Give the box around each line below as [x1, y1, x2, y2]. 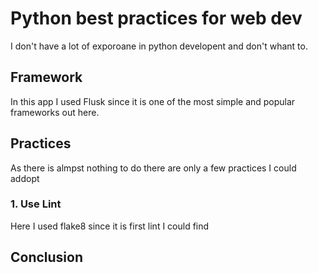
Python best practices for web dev [10, 7, 303, 30]
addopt [10, 172, 40, 184]
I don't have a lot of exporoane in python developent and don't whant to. [10, 40, 308, 52]
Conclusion [10, 249, 84, 266]
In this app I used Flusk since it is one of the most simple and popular [10, 95, 296, 107]
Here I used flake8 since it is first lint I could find [10, 220, 210, 232]
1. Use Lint [10, 197, 62, 211]
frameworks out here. [10, 106, 100, 118]
